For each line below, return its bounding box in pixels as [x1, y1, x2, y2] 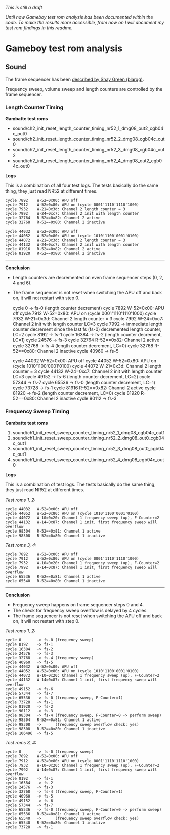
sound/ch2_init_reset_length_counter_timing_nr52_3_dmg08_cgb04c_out [12, 147, 165, 153]
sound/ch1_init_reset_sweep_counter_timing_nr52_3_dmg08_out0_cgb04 [12, 445, 164, 451]
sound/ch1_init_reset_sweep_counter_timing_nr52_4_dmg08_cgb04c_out [12, 456, 164, 463]
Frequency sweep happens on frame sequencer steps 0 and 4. [12, 601, 144, 608]
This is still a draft [5, 5, 42, 10]
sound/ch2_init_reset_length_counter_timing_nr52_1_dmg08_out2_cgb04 [12, 125, 164, 131]
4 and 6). [12, 280, 32, 286]
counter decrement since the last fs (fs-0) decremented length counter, [12, 326, 162, 332]
